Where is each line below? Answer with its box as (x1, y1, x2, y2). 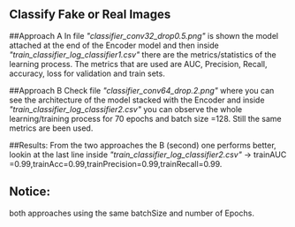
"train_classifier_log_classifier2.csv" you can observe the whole (9, 103, 243, 114)
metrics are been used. (9, 123, 94, 133)
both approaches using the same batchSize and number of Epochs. (9, 208, 254, 218)
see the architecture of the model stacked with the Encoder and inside (9, 95, 265, 105)
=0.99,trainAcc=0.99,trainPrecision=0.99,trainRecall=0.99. (9, 158, 223, 169)
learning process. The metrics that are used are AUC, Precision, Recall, (9, 58, 268, 69)
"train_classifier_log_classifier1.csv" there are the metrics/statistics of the (9, 49, 276, 60)
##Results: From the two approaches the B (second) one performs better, (9, 140, 276, 150)
